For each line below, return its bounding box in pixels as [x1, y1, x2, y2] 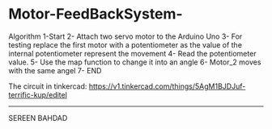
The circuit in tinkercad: [8, 81, 87, 91]
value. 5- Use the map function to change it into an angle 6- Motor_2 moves [8, 57, 261, 67]
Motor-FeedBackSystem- [8, 5, 184, 23]
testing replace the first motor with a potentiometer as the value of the [8, 40, 243, 49]
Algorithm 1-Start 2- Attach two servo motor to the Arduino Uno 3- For [8, 31, 243, 41]
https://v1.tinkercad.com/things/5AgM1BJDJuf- [88, 81, 246, 91]
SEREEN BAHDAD [8, 113, 68, 123]
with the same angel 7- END [8, 65, 102, 75]
